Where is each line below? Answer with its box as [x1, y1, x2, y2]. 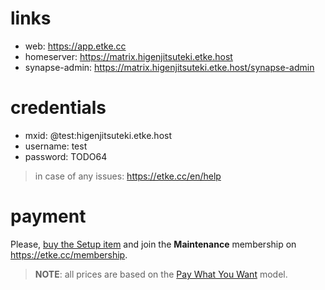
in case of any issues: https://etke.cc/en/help [34, 170, 222, 182]
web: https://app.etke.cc [24, 40, 127, 52]
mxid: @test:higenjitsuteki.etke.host [24, 129, 173, 141]
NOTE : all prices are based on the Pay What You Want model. [34, 268, 288, 280]
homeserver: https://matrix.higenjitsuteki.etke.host [24, 50, 233, 62]
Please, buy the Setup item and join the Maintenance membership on [10, 238, 297, 250]
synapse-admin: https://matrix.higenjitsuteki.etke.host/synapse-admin [24, 61, 315, 73]
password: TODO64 [24, 150, 108, 162]
